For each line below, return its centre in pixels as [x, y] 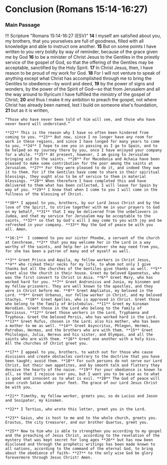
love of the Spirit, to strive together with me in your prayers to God [82, 207]
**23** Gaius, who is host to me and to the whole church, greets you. [81, 418]
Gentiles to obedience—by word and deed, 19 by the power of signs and [80, 84]
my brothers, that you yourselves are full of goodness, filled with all [74, 41]
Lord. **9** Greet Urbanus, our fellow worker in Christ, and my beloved [84, 295]
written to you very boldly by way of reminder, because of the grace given [81, 52]
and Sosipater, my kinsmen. [34, 401]
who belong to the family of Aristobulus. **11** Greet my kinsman [77, 304]
